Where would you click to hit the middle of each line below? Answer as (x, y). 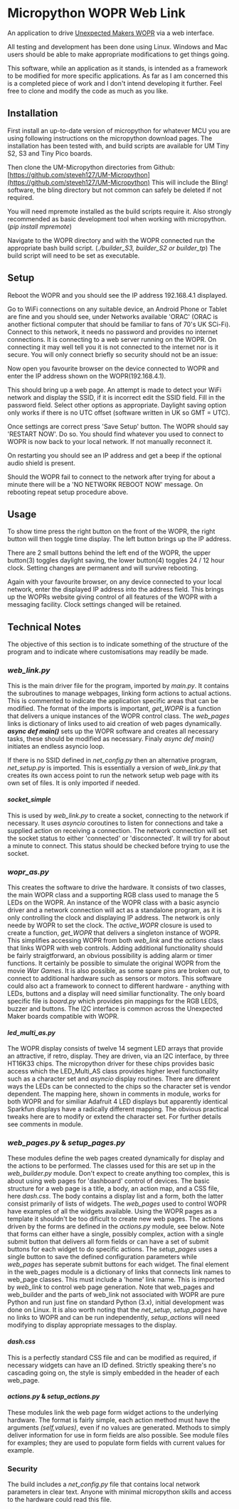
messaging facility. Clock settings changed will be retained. (94, 605)
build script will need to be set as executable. (74, 256)
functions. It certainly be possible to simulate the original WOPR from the (114, 963)
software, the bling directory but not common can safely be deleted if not (115, 190)
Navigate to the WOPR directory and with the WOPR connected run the (111, 240)
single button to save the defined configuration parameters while (102, 1257)
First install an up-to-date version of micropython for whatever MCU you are (119, 131)
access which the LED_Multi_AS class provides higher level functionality (113, 1071)
